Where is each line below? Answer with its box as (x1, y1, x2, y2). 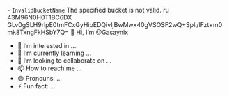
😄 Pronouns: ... (17, 74, 63, 82)
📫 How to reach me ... (17, 64, 82, 72)
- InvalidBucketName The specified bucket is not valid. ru (7, 6, 169, 14)
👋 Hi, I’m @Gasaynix (70, 28, 129, 36)
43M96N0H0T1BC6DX (7, 13, 72, 22)
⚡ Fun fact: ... (17, 82, 56, 90)
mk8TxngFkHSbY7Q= (7, 28, 70, 36)
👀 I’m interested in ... (17, 42, 77, 49)
